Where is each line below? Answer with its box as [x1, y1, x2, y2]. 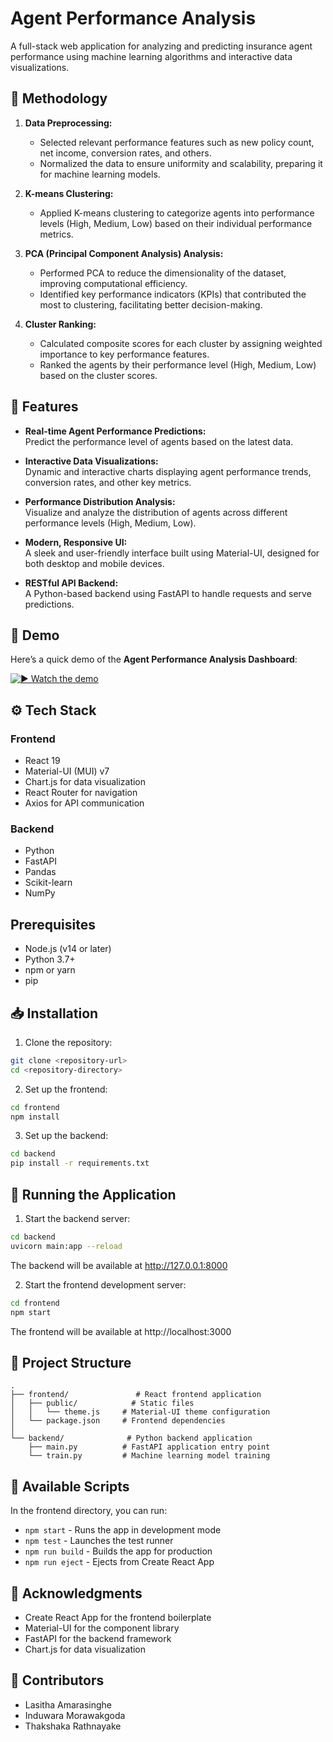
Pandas [24, 866, 57, 878]
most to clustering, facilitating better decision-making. [39, 298, 263, 311]
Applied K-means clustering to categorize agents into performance [39, 207, 315, 219]
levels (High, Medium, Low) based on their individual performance [39, 217, 313, 229]
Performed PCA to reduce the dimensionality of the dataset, [39, 267, 287, 279]
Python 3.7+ [24, 953, 76, 966]
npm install [10, 1112, 60, 1122]
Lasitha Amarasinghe [24, 1698, 113, 1711]
